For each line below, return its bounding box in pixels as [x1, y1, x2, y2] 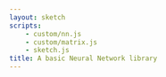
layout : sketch [9, 12, 66, 22]
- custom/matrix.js [25, 37, 98, 47]
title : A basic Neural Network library [9, 54, 158, 63]
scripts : [9, 21, 42, 30]
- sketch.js [25, 46, 70, 55]
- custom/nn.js [25, 29, 82, 38]
